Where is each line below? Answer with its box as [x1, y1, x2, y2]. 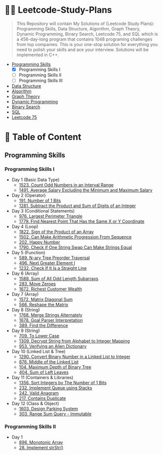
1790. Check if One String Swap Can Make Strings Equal [19, 244, 132, 250]
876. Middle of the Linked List [19, 359, 79, 364]
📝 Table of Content [4, 132, 81, 143]
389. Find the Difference [19, 323, 68, 328]
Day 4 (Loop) [11, 224, 39, 229]
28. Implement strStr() [19, 445, 64, 451]
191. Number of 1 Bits [19, 198, 61, 203]
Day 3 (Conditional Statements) [11, 208, 75, 214]
